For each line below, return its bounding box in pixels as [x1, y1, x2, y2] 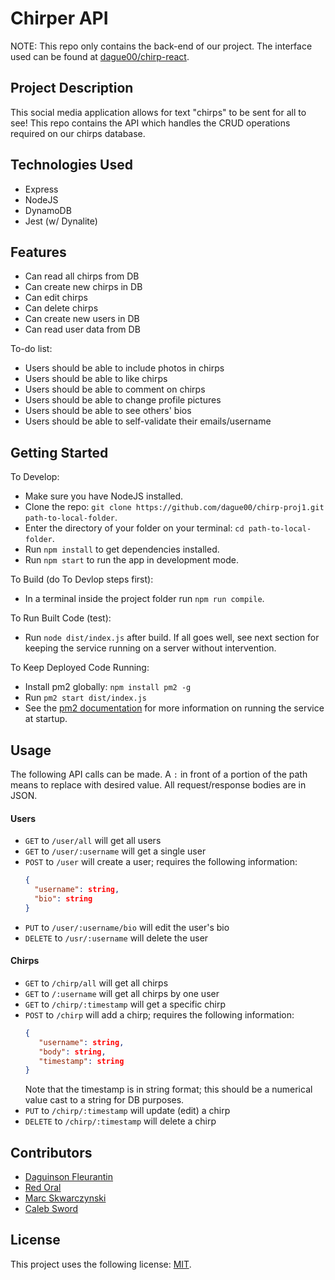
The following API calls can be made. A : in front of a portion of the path [10, 768, 308, 780]
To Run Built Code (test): [10, 612, 112, 624]
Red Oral [24, 1182, 62, 1194]
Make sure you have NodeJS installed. [24, 490, 184, 502]
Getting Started [10, 444, 109, 461]
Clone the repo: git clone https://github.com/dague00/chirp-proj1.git [24, 501, 325, 513]
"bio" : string [34, 893, 93, 904]
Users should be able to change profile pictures [24, 394, 222, 406]
